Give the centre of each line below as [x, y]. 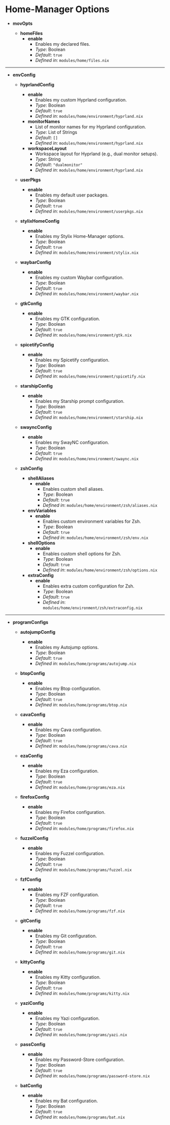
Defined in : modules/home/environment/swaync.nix [87, 458]
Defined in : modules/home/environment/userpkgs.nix [89, 211]
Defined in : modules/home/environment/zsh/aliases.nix [100, 505]
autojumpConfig [38, 632]
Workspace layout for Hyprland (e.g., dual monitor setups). [97, 154]
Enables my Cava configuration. [69, 730]
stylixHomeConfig [40, 221]
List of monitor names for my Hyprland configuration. [91, 127]
